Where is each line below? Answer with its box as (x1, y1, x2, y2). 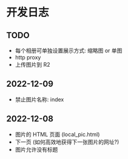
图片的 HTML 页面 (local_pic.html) (15, 130, 100, 138)
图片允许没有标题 (15, 146, 58, 153)
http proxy (15, 54, 41, 61)
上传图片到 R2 (15, 61, 50, 68)
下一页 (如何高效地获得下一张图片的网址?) (15, 138, 120, 146)
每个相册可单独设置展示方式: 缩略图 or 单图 (15, 47, 123, 54)
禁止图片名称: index (15, 95, 64, 103)
